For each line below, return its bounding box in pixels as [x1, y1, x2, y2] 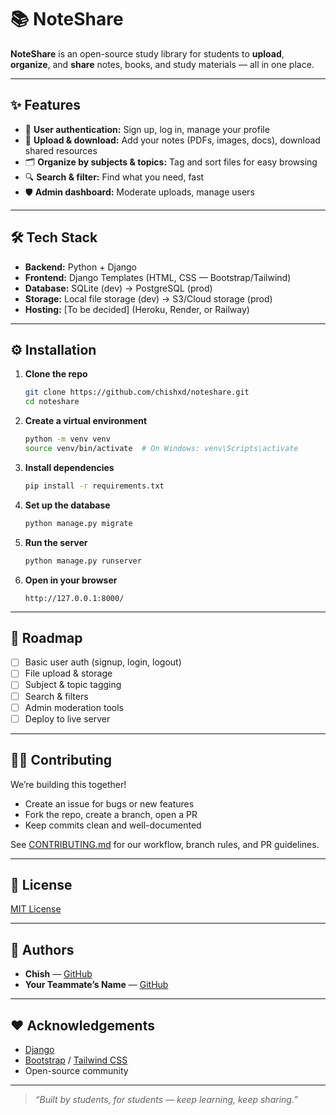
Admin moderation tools [24, 701, 124, 713]
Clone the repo [24, 368, 88, 380]
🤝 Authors [10, 941, 75, 958]
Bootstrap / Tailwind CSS [24, 1054, 128, 1066]
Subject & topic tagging [24, 679, 122, 691]
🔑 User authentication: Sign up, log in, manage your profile [24, 123, 270, 135]
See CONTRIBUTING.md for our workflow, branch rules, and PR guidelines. [10, 838, 320, 850]
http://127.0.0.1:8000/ [24, 593, 125, 603]
